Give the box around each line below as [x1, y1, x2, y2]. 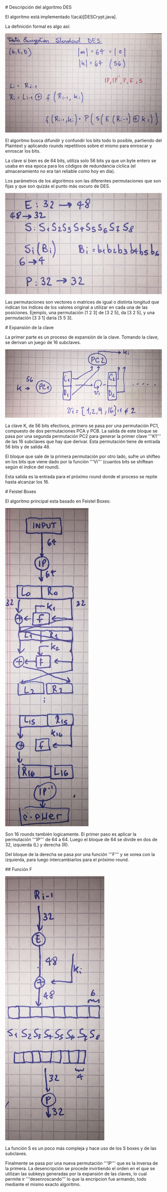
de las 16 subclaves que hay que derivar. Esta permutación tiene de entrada [5, 438, 161, 444]
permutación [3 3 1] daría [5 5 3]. [5, 315, 73, 321]
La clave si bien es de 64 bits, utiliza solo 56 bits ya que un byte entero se [5, 158, 157, 164]
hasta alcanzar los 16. [5, 479, 50, 485]
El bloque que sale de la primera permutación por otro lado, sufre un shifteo [5, 453, 161, 459]
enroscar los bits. [5, 148, 41, 154]
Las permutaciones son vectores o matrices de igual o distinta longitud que [5, 299, 160, 305]
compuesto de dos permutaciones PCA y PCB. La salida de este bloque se [5, 428, 158, 434]
